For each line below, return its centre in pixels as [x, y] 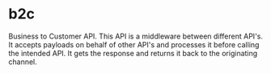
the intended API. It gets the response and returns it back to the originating [133, 53]
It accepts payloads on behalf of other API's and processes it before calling [134, 44]
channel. [23, 62]
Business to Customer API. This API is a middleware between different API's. [136, 36]
